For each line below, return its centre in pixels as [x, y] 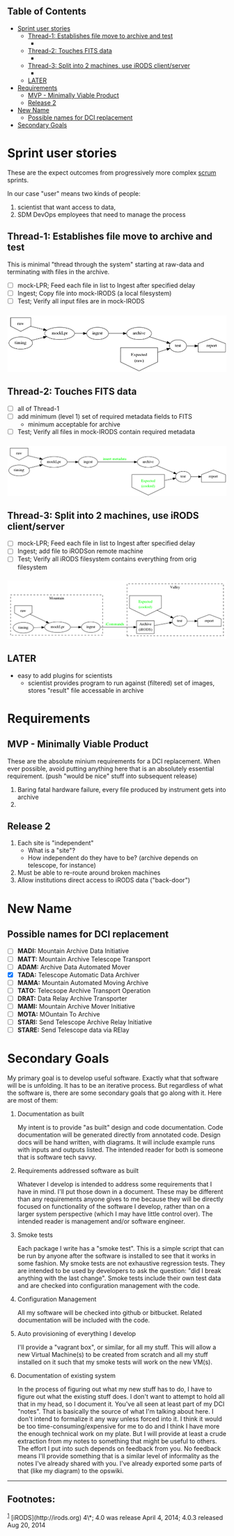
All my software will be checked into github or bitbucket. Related [110, 1313]
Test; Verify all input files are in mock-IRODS [81, 301]
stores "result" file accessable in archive [86, 690]
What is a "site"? [51, 850]
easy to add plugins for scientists [65, 675]
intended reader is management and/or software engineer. [101, 1221]
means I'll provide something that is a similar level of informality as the [118, 1456]
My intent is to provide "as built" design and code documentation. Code [120, 1128]
